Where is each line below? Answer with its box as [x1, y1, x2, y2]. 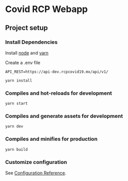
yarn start [5, 101, 28, 106]
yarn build [5, 147, 28, 152]
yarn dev [5, 124, 23, 129]
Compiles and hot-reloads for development [5, 89, 112, 96]
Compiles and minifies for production [5, 135, 97, 142]
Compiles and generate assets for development [5, 113, 123, 120]
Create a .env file [5, 59, 40, 66]
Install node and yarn [5, 50, 49, 56]
